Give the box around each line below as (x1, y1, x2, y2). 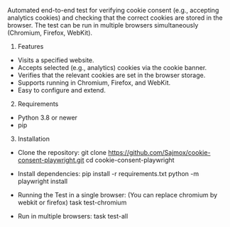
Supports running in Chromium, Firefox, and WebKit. (17, 78, 171, 87)
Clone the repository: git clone (17, 149, 106, 156)
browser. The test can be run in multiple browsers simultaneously (7, 21, 199, 29)
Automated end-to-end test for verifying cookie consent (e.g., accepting (7, 6, 219, 14)
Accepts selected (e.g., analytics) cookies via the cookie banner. (17, 64, 207, 71)
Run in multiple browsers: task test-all (17, 212, 128, 220)
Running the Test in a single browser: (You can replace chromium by (17, 191, 218, 199)
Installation (17, 134, 50, 143)
